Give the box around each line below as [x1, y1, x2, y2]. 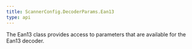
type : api [6, 14, 31, 20]
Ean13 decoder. [6, 37, 45, 44]
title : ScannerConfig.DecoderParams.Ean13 [6, 8, 114, 15]
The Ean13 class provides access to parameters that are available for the [6, 30, 187, 38]
